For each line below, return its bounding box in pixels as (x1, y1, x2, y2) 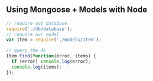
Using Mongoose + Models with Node (6, 5, 148, 15)
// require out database (6, 20, 67, 26)
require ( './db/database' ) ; (6, 26, 73, 32)
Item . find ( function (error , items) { (6, 53, 96, 59)
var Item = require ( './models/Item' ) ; (6, 37, 102, 43)
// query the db (6, 47, 46, 54)
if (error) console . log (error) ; (11, 59, 92, 64)
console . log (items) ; (11, 64, 62, 70)
